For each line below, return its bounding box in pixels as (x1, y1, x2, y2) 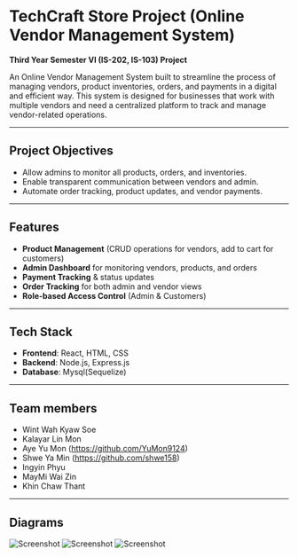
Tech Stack (9, 324, 73, 339)
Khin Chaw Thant (21, 481, 86, 491)
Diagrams (9, 514, 64, 530)
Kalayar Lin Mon (21, 434, 82, 444)
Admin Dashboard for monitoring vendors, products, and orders (21, 262, 257, 272)
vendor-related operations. (9, 109, 108, 120)
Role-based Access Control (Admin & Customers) (21, 290, 207, 301)
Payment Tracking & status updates (21, 271, 155, 282)
